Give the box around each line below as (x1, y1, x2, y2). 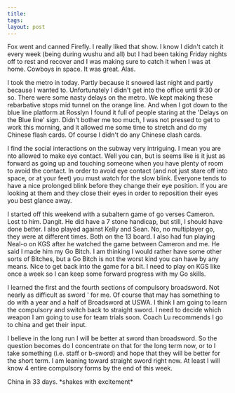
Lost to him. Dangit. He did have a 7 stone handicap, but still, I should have (7, 218, 223, 226)
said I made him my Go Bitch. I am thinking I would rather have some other (7, 247, 222, 256)
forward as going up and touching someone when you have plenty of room (7, 159, 224, 168)
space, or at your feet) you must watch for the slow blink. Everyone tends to (7, 174, 227, 182)
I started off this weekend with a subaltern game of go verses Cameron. (7, 210, 215, 218)
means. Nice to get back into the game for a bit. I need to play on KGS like (7, 262, 221, 271)
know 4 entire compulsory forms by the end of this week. (7, 364, 173, 373)
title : (7, 10, 27, 18)
